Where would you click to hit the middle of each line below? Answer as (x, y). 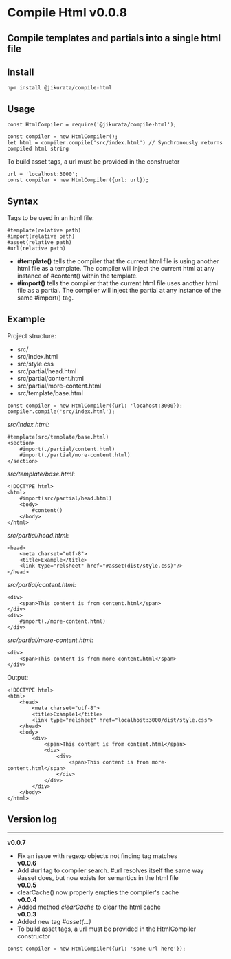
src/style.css (35, 364)
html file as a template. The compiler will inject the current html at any (115, 269)
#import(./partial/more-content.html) (75, 455)
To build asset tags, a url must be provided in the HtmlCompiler (107, 929)
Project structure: (32, 335)
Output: (18, 677)
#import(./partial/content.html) (67, 449)
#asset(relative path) (40, 243)
